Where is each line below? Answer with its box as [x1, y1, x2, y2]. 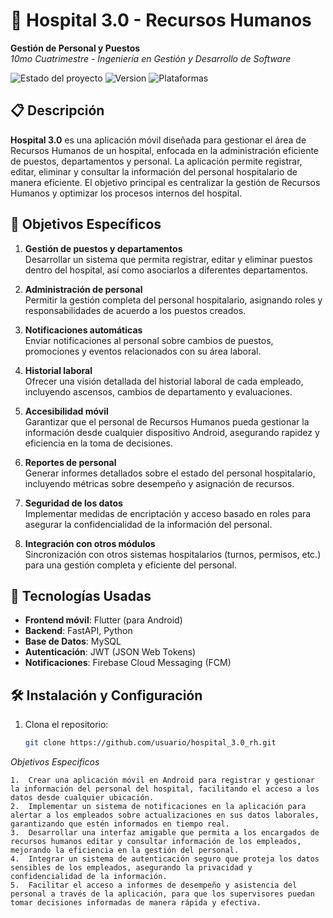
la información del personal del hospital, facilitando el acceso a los [10, 784, 320, 794]
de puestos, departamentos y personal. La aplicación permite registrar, [10, 155, 303, 167]
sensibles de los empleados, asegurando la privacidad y [10, 863, 253, 873]
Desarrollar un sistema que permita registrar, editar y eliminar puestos [24, 253, 313, 265]
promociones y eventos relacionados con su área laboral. [24, 345, 262, 357]
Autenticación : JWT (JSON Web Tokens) [24, 646, 197, 658]
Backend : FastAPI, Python [24, 625, 133, 637]
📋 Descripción [10, 102, 105, 119]
